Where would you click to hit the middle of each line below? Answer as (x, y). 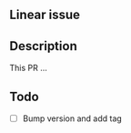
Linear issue (45, 15)
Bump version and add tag (72, 118)
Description (43, 46)
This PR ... (29, 68)
